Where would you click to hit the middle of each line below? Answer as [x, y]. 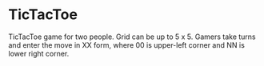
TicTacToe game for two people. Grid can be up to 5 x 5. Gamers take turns [132, 37]
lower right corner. [39, 53]
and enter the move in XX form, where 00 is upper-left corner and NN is [127, 45]
